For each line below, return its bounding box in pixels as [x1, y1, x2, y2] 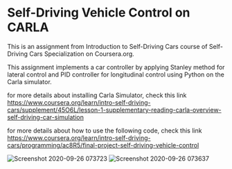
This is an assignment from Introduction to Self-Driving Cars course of [7, 42, 208, 50]
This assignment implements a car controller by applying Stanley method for [7, 63, 225, 71]
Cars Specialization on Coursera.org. [28, 50, 135, 58]
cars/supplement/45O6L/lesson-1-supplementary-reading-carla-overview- [7, 106, 222, 114]
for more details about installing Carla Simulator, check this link [7, 91, 187, 99]
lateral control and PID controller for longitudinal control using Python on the [7, 70, 225, 79]
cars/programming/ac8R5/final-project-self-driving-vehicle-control [7, 141, 199, 149]
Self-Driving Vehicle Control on [7, 5, 190, 21]
